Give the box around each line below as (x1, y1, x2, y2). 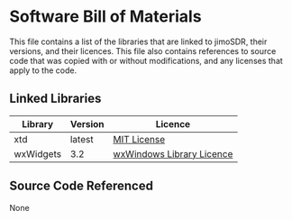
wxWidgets (14, 147, 61, 160)
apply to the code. (9, 65, 78, 76)
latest (69, 133, 94, 145)
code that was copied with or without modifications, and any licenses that (9, 55, 284, 66)
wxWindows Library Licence (113, 147, 233, 160)
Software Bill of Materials (9, 6, 202, 27)
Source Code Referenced (9, 179, 153, 194)
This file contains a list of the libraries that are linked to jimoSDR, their (9, 36, 268, 47)
